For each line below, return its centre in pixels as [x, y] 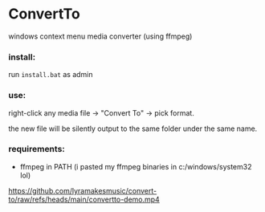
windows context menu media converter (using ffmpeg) [100, 36]
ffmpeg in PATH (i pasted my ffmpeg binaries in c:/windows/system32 [136, 166]
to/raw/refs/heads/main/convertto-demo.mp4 [84, 199]
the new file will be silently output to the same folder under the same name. [133, 128]
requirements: [37, 149]
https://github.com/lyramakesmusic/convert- [83, 190]
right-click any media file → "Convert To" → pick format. [101, 112]
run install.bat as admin [51, 75]
